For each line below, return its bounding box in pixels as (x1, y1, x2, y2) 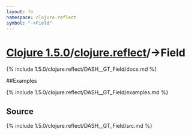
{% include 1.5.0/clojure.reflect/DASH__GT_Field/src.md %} (6, 122, 153, 130)
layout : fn (6, 8, 34, 15)
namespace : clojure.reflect (6, 14, 77, 20)
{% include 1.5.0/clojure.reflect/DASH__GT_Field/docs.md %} (6, 65, 157, 73)
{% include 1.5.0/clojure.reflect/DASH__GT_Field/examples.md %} (6, 89, 169, 96)
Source (6, 106, 34, 116)
